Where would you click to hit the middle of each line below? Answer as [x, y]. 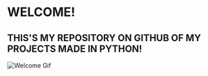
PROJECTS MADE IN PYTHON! [75, 48]
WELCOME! [41, 12]
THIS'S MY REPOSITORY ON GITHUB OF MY [104, 38]
